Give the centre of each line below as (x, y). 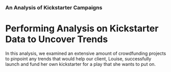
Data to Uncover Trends (57, 39)
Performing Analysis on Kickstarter (82, 29)
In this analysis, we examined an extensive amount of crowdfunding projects (86, 53)
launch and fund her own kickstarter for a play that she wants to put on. (81, 64)
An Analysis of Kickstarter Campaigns (54, 8)
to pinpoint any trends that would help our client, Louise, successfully (78, 59)
